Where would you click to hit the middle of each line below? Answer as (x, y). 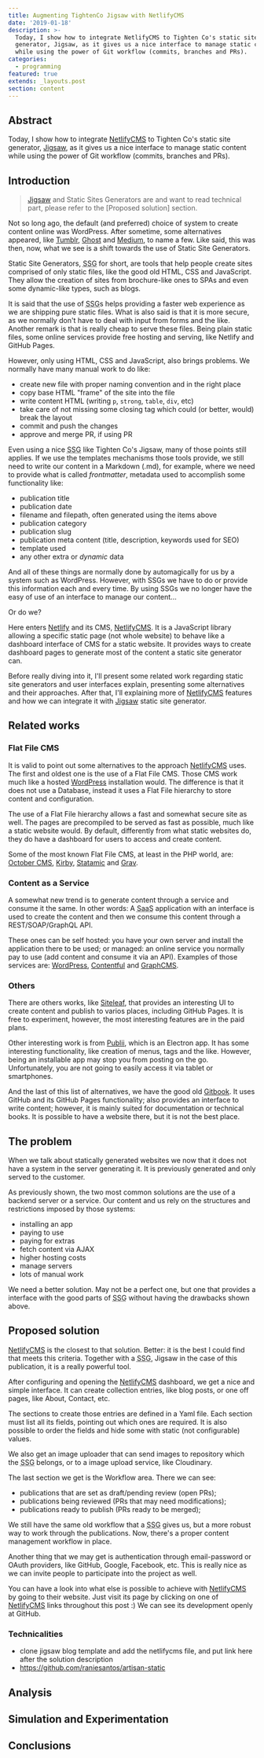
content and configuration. (51, 798)
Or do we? (25, 612)
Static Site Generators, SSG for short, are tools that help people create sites (130, 263)
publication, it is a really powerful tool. (70, 1366)
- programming (38, 67)
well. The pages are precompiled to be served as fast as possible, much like (131, 822)
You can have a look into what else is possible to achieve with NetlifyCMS (127, 1588)
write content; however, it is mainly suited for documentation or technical (126, 1108)
